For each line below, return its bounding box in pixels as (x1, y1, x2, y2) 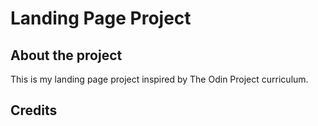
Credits (10, 102, 58, 119)
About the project (10, 47, 123, 64)
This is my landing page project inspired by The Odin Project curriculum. (10, 73, 309, 85)
